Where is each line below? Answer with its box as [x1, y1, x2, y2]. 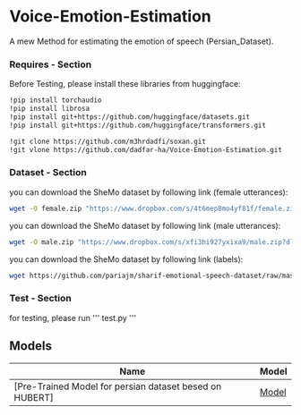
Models [9, 338, 52, 354]
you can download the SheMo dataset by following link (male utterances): [9, 220, 281, 231]
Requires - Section [9, 58, 92, 71]
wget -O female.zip [9, 204, 82, 213]
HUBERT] [13, 391, 54, 403]
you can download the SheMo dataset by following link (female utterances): [9, 186, 288, 198]
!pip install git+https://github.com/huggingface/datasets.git [9, 112, 251, 122]
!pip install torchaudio [9, 96, 102, 105]
